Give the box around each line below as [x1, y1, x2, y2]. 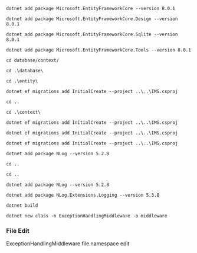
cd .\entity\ [6, 78, 38, 84]
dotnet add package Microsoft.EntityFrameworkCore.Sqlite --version [6, 31, 178, 37]
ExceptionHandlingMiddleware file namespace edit [6, 240, 130, 247]
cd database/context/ [6, 57, 60, 63]
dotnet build [6, 203, 38, 209]
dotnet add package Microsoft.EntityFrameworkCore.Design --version [6, 16, 178, 22]
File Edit [6, 226, 29, 235]
